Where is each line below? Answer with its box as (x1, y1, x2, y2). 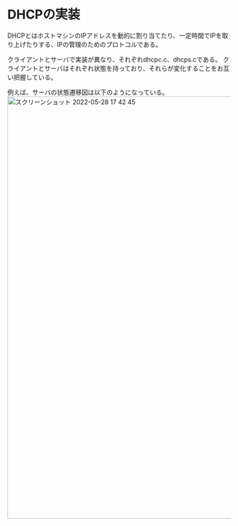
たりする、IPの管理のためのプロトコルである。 (25, 40, 162, 48)
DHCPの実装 (7, 6, 80, 23)
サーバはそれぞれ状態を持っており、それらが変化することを (44, 64, 217, 72)
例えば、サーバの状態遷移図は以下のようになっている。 (7, 88, 169, 96)
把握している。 (13, 72, 57, 82)
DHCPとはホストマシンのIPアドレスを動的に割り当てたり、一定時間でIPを (7, 31, 222, 40)
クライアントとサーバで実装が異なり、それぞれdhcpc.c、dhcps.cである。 (7, 55, 222, 64)
